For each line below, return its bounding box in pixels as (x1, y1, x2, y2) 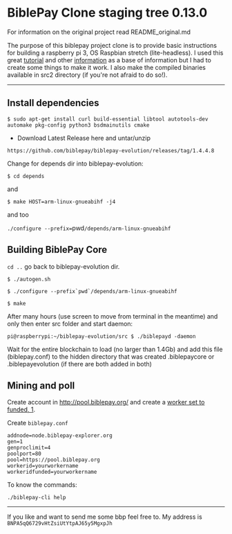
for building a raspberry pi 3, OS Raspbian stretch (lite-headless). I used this (7, 48, 224, 57)
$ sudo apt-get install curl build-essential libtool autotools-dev (7, 116, 209, 123)
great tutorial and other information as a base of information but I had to (7, 55, 212, 64)
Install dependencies (7, 97, 99, 109)
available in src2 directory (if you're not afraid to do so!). (7, 71, 168, 79)
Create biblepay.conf (7, 419, 69, 427)
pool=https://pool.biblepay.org (7, 456, 100, 463)
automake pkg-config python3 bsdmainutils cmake (7, 121, 150, 129)
